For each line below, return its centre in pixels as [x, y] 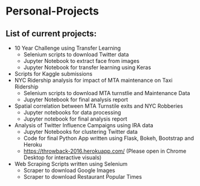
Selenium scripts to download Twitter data [76, 55]
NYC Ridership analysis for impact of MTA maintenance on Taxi [94, 80]
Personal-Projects [52, 11]
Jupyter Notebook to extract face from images [82, 61]
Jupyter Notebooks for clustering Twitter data [80, 132]
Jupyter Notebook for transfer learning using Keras [87, 67]
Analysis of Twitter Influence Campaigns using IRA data [84, 125]
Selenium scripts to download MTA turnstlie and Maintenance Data [107, 93]
